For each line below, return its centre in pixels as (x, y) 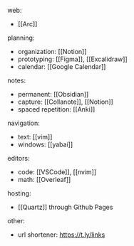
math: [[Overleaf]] (44, 180)
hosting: (19, 193)
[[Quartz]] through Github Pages (65, 207)
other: (16, 221)
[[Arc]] (27, 24)
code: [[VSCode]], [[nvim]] (57, 172)
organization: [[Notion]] (52, 52)
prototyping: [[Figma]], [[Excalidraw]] (73, 59)
